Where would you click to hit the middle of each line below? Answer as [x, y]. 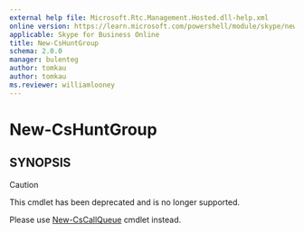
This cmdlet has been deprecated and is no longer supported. [125, 202]
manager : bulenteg [44, 60]
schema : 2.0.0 [36, 51]
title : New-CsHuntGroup [54, 43]
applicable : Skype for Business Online [85, 34]
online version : [40, 26]
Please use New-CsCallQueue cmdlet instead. [95, 219]
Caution [24, 184]
